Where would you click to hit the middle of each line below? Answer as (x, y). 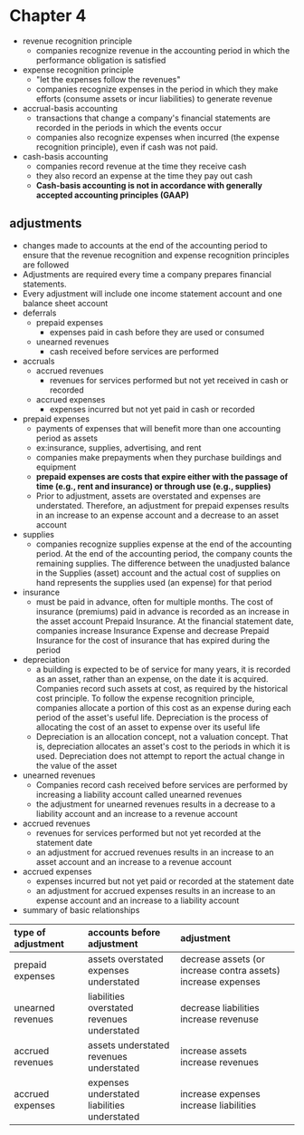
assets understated (128, 1045)
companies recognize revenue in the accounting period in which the (163, 50)
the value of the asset (76, 765)
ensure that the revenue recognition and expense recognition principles (156, 255)
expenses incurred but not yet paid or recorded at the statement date (165, 881)
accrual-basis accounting (70, 108)
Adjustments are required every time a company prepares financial (147, 274)
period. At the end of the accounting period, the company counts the (164, 553)
